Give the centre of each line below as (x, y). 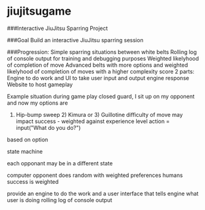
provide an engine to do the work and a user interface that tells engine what (103, 193)
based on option (28, 140)
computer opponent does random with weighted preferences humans (95, 175)
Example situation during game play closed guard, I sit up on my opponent (101, 96)
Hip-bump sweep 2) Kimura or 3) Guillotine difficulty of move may (99, 114)
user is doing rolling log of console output (60, 200)
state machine (25, 151)
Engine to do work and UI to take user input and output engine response (98, 78)
